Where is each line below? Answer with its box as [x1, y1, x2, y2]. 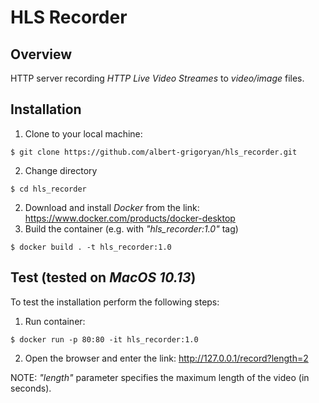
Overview [10, 46, 73, 63]
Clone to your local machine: [24, 127, 143, 140]
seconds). [10, 382, 52, 394]
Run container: [24, 315, 86, 327]
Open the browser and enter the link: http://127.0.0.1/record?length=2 [24, 352, 309, 364]
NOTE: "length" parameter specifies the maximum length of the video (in [10, 371, 310, 383]
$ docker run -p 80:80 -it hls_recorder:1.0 [10, 334, 199, 345]
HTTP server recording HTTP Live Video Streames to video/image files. [10, 72, 305, 84]
